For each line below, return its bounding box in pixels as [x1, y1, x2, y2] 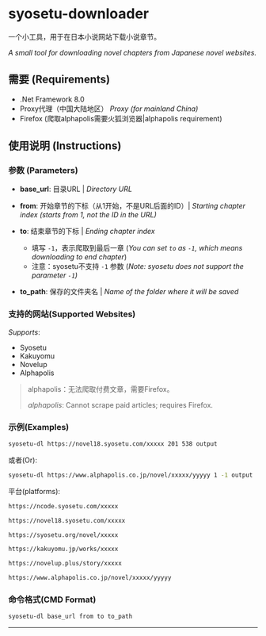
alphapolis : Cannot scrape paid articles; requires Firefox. [27, 400, 214, 409]
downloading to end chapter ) [31, 252, 127, 262]
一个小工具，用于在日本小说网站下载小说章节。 [8, 32, 161, 41]
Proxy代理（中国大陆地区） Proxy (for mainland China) [19, 104, 199, 113]
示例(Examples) [8, 421, 70, 432]
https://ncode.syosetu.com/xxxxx [8, 502, 119, 510]
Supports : [8, 327, 41, 337]
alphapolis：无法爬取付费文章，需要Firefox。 [27, 384, 174, 393]
